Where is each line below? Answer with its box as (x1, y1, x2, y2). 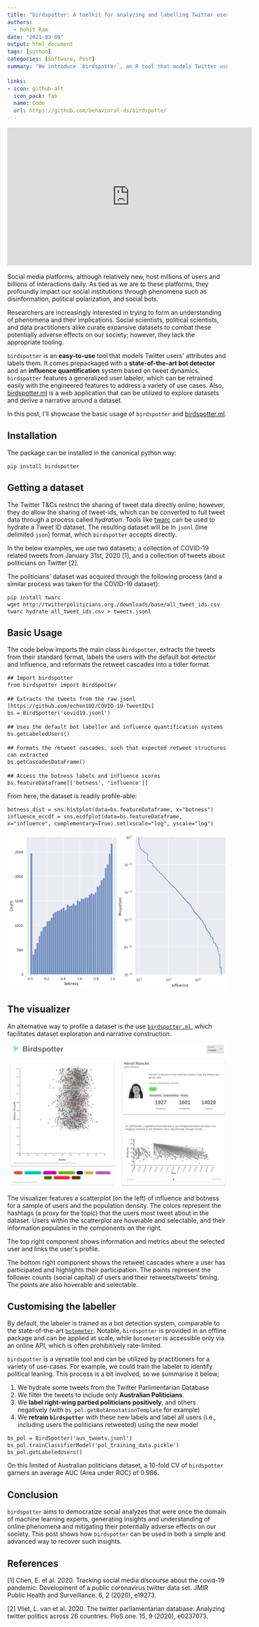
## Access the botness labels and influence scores (7, 773, 161, 780)
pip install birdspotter (7, 462, 80, 470)
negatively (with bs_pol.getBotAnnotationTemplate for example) (17, 1406, 200, 1414)
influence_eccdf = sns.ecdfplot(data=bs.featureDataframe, (7, 813, 183, 820)
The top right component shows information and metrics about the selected (7, 1237, 225, 1245)
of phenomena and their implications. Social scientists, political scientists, (7, 315, 219, 324)
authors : (7, 18, 33, 26)
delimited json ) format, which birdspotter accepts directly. (7, 530, 177, 539)
